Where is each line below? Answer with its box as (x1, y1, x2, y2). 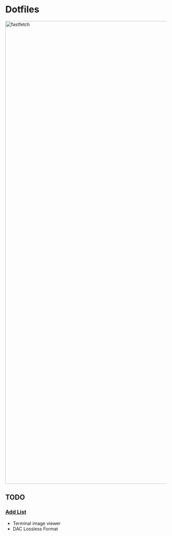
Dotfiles (5, 4, 39, 15)
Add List (5, 508, 27, 515)
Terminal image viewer (12, 520, 61, 526)
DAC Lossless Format (12, 526, 58, 532)
